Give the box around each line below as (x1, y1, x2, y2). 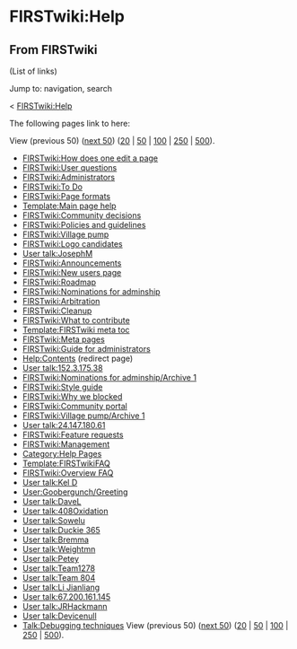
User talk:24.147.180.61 (22, 420, 106, 430)
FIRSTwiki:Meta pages (22, 334, 105, 345)
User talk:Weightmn (22, 544, 96, 554)
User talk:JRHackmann (22, 601, 108, 611)
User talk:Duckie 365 (22, 525, 100, 535)
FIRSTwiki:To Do (22, 181, 83, 192)
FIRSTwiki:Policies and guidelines (22, 220, 146, 230)
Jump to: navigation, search (9, 83, 112, 93)
